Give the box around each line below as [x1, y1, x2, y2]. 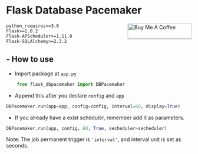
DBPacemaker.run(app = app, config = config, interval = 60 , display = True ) [6, 103, 181, 109]
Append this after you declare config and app [14, 92, 124, 99]
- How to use [6, 54, 54, 65]
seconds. [6, 142, 29, 149]
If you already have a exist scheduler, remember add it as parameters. [14, 114, 184, 121]
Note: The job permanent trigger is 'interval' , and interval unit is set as [6, 136, 181, 143]
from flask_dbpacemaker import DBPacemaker [16, 81, 126, 87]
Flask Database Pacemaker [6, 4, 142, 17]
